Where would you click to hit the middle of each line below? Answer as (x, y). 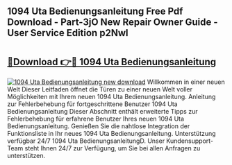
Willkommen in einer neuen (186, 82)
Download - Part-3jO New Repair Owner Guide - (113, 23)
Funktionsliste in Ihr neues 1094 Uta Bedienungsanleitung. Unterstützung (112, 133)
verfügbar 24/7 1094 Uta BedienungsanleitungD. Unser (86, 141)
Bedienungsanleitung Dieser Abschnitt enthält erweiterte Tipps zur (102, 111)
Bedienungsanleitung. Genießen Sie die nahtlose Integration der (99, 126)
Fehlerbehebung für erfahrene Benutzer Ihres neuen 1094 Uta (96, 119)
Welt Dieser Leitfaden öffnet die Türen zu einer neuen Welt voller (100, 89)
